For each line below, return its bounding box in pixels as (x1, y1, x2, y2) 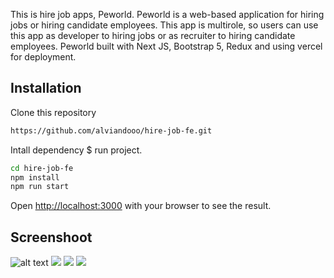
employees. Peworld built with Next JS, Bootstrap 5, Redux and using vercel (10, 40, 323, 52)
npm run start (10, 182, 70, 192)
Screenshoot (10, 229, 93, 246)
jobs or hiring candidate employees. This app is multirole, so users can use (10, 19, 319, 31)
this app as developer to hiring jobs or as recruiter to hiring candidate (10, 30, 296, 41)
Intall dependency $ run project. (10, 144, 143, 156)
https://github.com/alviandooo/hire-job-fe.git (10, 125, 213, 136)
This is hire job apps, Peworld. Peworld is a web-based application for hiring (10, 9, 325, 20)
